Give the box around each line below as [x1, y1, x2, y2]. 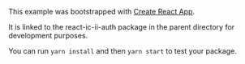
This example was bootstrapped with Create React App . [8, 7, 196, 16]
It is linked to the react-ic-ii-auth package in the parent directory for [8, 22, 235, 31]
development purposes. [8, 31, 88, 40]
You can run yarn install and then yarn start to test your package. [8, 46, 237, 55]
